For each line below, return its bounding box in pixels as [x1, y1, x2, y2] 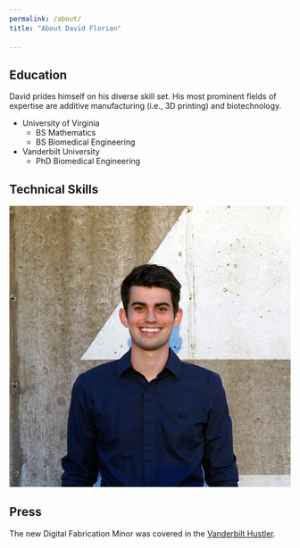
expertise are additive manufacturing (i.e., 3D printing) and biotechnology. [9, 101, 282, 112]
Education [9, 67, 68, 82]
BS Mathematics [35, 128, 96, 138]
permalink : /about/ [9, 14, 82, 23]
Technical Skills [9, 181, 99, 196]
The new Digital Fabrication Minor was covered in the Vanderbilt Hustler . [9, 527, 276, 539]
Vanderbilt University [21, 146, 100, 157]
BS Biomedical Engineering [35, 137, 136, 147]
